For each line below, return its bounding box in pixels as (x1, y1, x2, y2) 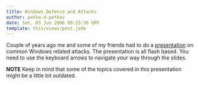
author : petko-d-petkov (6, 14, 65, 20)
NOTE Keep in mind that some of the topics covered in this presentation (6, 66, 182, 73)
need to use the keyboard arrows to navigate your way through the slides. (6, 54, 187, 61)
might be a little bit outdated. (6, 72, 77, 79)
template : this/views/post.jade (6, 25, 86, 32)
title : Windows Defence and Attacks (6, 8, 97, 15)
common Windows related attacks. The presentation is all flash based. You (6, 48, 189, 55)
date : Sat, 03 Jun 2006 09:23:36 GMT (6, 20, 100, 26)
